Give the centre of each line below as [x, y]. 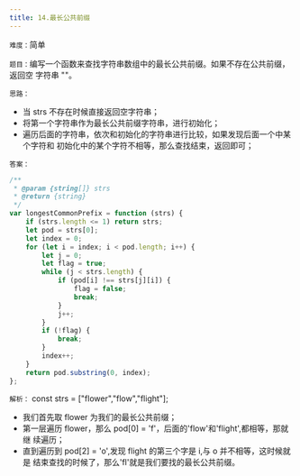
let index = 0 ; [54, 238]
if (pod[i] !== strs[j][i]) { [114, 280]
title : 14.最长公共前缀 [50, 18]
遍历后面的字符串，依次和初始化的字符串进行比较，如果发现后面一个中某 [156, 134]
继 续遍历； [43, 439]
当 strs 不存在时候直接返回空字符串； [91, 111]
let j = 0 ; [62, 255]
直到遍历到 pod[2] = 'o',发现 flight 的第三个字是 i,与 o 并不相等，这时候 [153, 451]
